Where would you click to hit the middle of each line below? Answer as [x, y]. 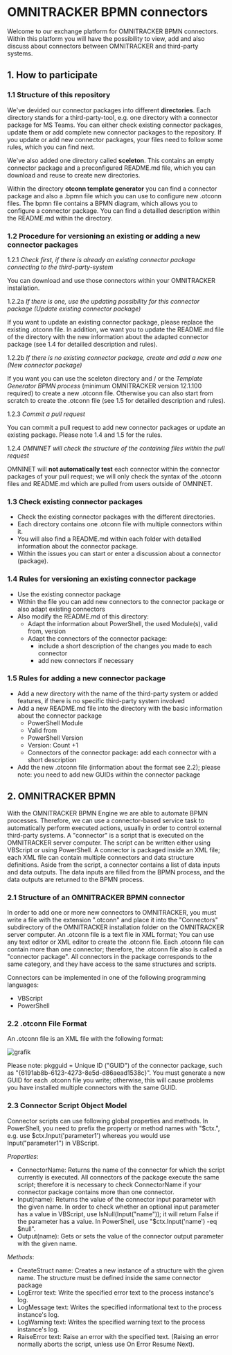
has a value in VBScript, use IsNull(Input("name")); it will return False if [118, 1214]
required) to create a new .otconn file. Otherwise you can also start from [110, 393]
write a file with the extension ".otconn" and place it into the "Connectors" [113, 920]
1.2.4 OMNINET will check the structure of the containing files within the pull [116, 448]
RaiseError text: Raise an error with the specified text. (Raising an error [118, 1336]
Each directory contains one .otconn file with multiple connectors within [120, 524]
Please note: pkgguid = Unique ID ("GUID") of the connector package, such [115, 1066]
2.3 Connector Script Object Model [67, 1105]
